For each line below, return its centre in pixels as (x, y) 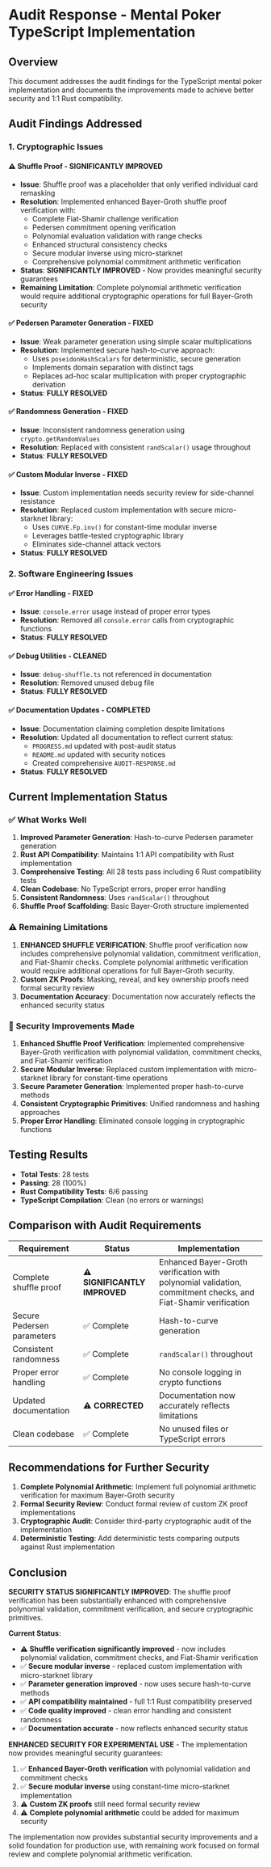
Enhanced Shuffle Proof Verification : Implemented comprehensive (132, 1043)
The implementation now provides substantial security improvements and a (133, 1837)
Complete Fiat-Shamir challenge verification (105, 218)
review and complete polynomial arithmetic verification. (100, 1854)
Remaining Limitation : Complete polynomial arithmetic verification (131, 287)
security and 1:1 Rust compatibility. (66, 98)
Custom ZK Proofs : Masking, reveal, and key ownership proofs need (134, 979)
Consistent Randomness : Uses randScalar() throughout (115, 898)
